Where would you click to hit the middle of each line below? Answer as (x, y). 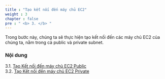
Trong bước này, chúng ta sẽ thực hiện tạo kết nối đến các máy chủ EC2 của (82, 37)
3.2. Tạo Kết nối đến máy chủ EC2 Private (47, 71)
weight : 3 (16, 14)
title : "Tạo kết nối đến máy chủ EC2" (46, 10)
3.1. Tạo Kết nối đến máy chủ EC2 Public (46, 66)
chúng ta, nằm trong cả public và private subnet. (54, 43)
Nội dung (16, 55)
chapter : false (22, 19)
